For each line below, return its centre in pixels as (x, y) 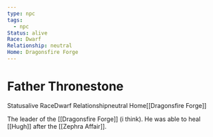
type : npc (21, 13)
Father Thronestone (65, 86)
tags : (15, 20)
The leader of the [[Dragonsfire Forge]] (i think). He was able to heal (104, 119)
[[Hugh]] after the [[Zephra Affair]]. (57, 126)
